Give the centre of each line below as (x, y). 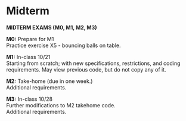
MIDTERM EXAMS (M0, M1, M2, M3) (52, 27)
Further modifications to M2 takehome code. (61, 105)
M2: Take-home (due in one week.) (49, 81)
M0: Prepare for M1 (30, 39)
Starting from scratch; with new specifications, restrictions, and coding (93, 63)
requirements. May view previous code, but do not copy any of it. (86, 69)
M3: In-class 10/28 (29, 99)
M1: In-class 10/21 (28, 57)
